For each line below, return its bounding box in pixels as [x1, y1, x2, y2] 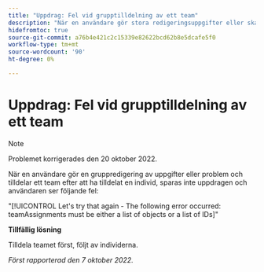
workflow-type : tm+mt [8, 41, 79, 49]
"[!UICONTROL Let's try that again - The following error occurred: [8, 201, 222, 211]
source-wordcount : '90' [8, 48, 86, 56]
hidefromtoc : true [8, 26, 68, 34]
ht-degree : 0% [8, 56, 55, 64]
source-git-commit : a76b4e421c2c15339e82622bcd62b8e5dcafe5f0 [8, 33, 216, 42]
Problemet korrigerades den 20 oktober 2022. [8, 154, 158, 164]
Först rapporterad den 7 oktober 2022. [8, 255, 134, 264]
